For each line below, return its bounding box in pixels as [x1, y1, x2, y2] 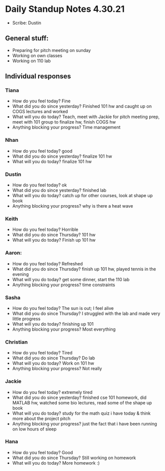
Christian [5, 339, 28, 345]
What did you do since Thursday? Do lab [12, 355, 95, 361]
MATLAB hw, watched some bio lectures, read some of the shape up [12, 399, 152, 406]
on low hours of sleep [12, 426, 57, 432]
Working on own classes [12, 52, 63, 58]
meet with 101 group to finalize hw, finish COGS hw [12, 119, 116, 125]
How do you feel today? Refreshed [12, 260, 83, 266]
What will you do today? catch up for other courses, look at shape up [12, 193, 153, 199]
